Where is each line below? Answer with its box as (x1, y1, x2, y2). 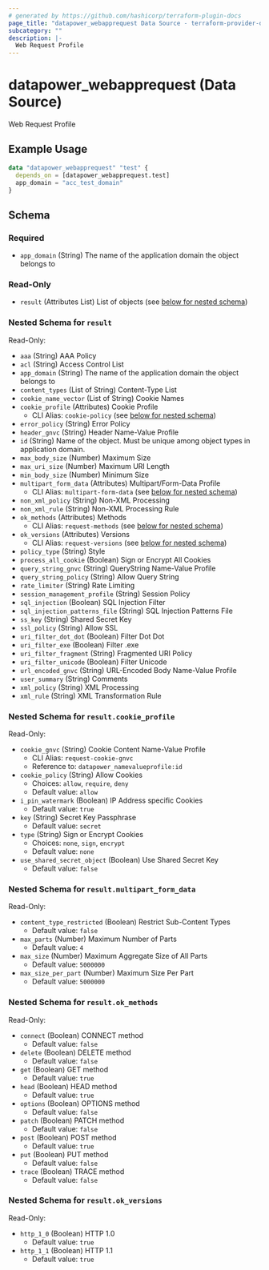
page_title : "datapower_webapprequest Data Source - (8, 19, 188, 27)
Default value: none (31, 846, 94, 856)
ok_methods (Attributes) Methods (19, 512, 126, 522)
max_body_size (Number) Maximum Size (19, 453, 151, 463)
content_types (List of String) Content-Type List (19, 385, 178, 395)
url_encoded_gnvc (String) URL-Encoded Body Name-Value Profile (19, 665, 238, 675)
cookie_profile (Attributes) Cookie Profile (19, 402, 159, 411)
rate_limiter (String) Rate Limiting (19, 580, 135, 590)
